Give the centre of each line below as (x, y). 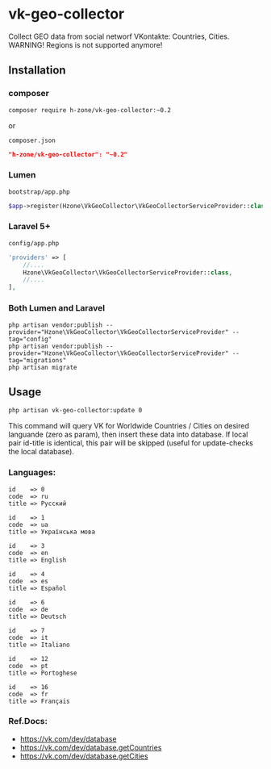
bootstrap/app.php (39, 192)
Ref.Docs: (28, 721)
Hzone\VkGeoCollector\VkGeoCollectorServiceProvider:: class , (127, 272)
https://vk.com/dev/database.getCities (84, 756)
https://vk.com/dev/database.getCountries (91, 747)
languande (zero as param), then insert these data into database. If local (128, 435)
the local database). (42, 452)
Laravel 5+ (29, 227)
